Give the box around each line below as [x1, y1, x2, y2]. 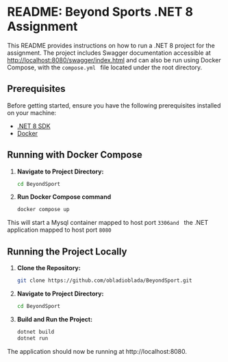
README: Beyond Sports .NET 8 [7, 4, 194, 20]
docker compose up [16, 206, 70, 213]
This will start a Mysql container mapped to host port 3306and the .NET [7, 219, 209, 227]
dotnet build [16, 328, 55, 335]
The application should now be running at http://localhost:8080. [7, 347, 187, 355]
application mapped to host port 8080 [7, 226, 112, 234]
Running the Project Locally [7, 245, 127, 257]
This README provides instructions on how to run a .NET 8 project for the [7, 41, 216, 49]
